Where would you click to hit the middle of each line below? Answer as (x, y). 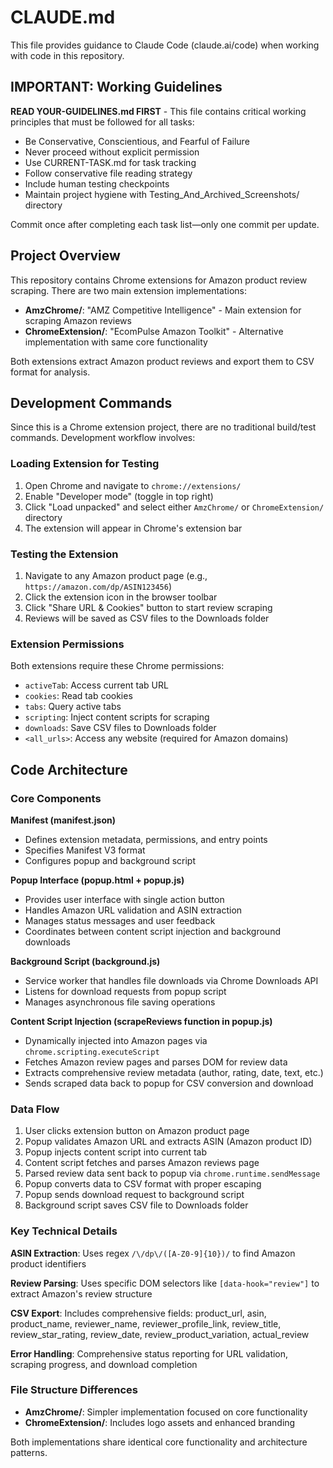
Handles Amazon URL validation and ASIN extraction (133, 910)
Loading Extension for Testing (85, 464)
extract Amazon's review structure (81, 1293)
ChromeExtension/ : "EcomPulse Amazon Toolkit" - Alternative (154, 331)
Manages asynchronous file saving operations (120, 1002)
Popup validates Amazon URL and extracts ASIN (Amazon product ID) (168, 1142)
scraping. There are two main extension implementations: (129, 290)
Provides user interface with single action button (124, 899)
